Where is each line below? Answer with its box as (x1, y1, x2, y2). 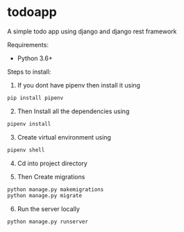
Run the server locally (17, 205, 80, 213)
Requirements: (7, 40, 49, 49)
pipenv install (7, 120, 51, 127)
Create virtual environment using (17, 133, 111, 141)
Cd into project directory (17, 159, 88, 167)
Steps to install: (7, 67, 51, 76)
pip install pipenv (7, 94, 64, 101)
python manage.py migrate (7, 192, 82, 199)
